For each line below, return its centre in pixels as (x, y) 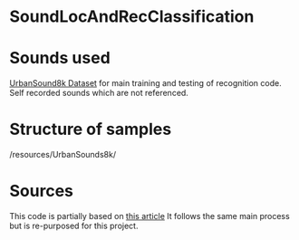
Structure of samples (91, 130)
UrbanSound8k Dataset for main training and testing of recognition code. (146, 83)
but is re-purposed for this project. (74, 226)
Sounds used (60, 58)
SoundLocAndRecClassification (132, 17)
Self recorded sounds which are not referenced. (99, 93)
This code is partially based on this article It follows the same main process (149, 216)
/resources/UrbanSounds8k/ (63, 155)
